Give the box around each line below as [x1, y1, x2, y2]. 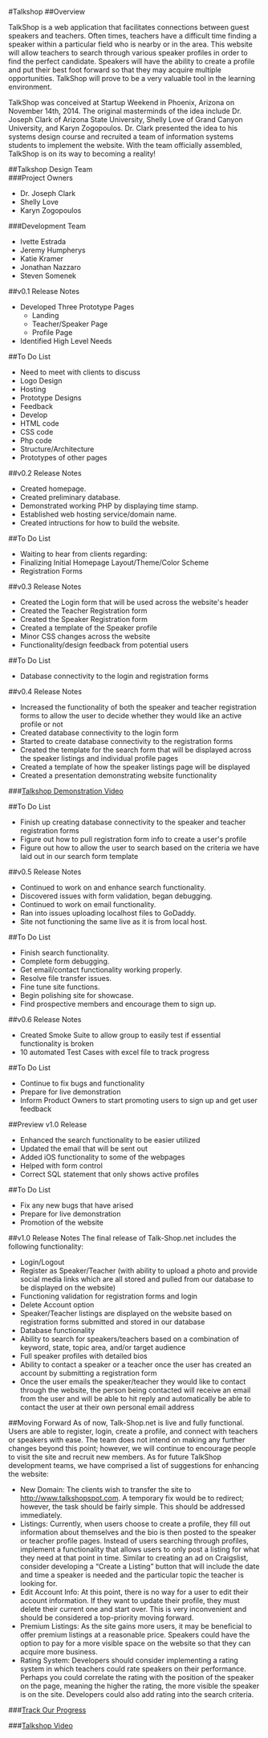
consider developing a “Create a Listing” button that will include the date [19, 1562, 260, 1571]
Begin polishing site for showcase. [19, 991, 134, 1000]
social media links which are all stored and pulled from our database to [19, 1274, 254, 1284]
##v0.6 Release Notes [8, 1015, 82, 1024]
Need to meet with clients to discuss [19, 367, 140, 377]
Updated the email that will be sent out [19, 1144, 148, 1153]
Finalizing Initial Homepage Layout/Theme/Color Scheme [19, 558, 209, 567]
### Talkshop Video [8, 1721, 74, 1730]
